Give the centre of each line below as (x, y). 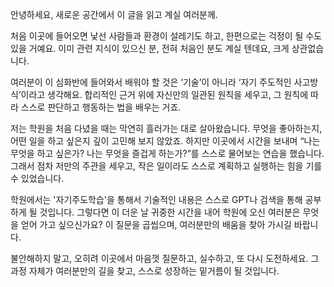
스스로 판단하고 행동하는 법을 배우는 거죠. (101, 107)
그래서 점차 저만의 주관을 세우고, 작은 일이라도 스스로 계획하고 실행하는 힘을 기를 (166, 166)
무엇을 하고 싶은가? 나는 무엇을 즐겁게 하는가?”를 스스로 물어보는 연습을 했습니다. (167, 153)
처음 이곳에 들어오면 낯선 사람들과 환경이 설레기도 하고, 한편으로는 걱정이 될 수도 (166, 36)
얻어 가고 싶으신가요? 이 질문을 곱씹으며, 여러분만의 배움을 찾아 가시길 (156, 224)
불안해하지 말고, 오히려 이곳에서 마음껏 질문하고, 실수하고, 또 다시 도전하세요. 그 (165, 258)
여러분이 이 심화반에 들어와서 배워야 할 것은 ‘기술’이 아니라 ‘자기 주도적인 (151, 82)
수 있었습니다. (37, 178)
